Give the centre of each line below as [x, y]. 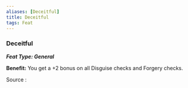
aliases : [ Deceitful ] [33, 12]
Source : [16, 79]
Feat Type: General [30, 56]
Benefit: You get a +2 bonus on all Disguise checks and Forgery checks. [95, 68]
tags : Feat [20, 23]
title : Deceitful [28, 17]
